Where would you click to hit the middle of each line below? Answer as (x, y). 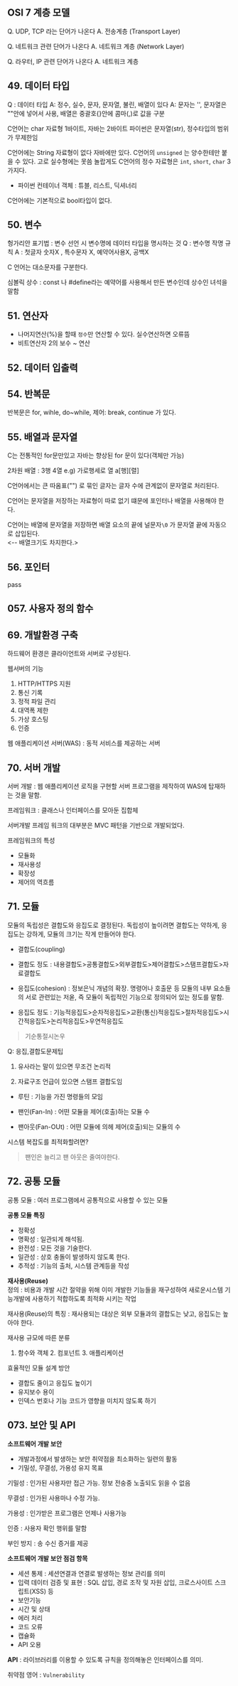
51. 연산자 (28, 316)
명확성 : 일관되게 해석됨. (51, 1239)
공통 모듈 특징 (26, 1215)
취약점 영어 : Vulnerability (46, 1675)
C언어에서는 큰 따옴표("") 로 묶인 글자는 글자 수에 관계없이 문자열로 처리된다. (113, 486)
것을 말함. (28, 795)
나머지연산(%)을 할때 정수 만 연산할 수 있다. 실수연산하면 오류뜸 (104, 334)
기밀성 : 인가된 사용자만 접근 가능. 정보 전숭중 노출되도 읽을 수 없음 (99, 1483)
